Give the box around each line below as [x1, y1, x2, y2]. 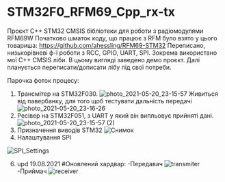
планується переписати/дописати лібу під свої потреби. [7, 63, 172, 71]
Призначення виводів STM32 [16, 126, 103, 134]
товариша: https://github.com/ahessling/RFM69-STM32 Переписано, [7, 41, 206, 49]
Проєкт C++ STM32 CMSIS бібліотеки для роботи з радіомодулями [7, 27, 204, 35]
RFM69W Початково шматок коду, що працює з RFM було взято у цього [7, 34, 217, 42]
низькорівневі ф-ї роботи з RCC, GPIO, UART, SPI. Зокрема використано [7, 49, 217, 57]
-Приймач [16, 167, 47, 175]
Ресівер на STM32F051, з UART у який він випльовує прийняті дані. [16, 111, 214, 120]
